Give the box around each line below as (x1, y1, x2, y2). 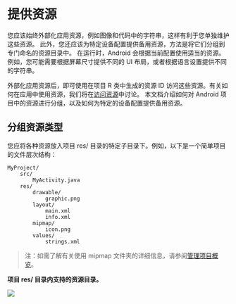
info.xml (44, 213, 71, 220)
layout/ (32, 201, 55, 208)
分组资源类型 (7, 121, 63, 134)
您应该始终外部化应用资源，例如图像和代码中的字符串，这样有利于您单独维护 (7, 31, 230, 39)
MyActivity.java (32, 177, 80, 184)
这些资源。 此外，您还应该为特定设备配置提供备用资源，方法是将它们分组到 (7, 39, 225, 48)
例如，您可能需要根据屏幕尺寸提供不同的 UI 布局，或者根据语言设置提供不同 (7, 57, 228, 65)
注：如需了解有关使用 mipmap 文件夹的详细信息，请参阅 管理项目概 (24, 251, 218, 260)
